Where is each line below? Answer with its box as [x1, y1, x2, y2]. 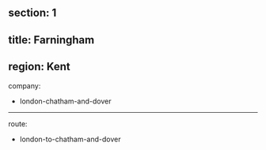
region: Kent [8, 60, 70, 73]
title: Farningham [8, 33, 95, 47]
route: [8, 118, 28, 129]
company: [8, 81, 41, 90]
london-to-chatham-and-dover [19, 134, 121, 144]
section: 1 [8, 6, 57, 20]
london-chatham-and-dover [19, 96, 112, 106]
